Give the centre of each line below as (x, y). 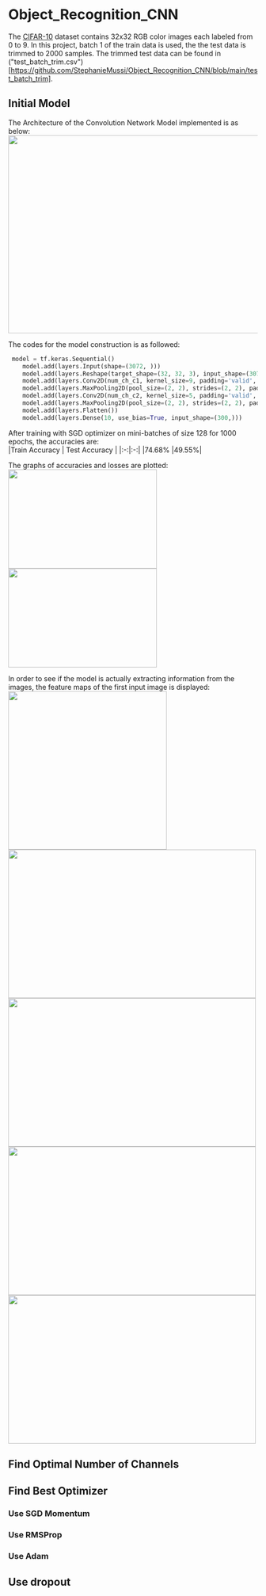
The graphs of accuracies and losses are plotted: (88, 465)
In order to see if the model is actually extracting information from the (122, 678)
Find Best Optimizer (58, 1491)
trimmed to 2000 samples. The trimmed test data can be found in (115, 53)
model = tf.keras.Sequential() (63, 359)
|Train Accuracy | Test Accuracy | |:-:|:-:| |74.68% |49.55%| (105, 450)
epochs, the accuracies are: (53, 441)
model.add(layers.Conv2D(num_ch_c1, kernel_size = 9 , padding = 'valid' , (140, 381)
